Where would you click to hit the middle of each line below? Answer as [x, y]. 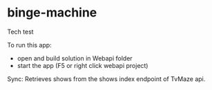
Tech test [20, 32]
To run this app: [29, 45]
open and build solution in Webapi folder [75, 58]
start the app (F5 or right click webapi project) [83, 65]
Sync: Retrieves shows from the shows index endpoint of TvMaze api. [106, 79]
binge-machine [52, 13]
